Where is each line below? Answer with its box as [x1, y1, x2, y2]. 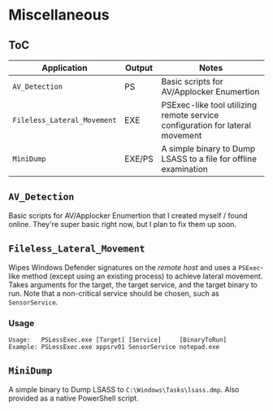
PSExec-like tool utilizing [161, 99, 258, 111]
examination [161, 164, 209, 174]
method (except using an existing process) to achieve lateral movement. [21, 271, 263, 281]
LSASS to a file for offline [161, 153, 258, 164]
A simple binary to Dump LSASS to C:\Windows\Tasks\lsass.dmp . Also [8, 384, 240, 394]
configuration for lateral [161, 120, 252, 131]
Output [124, 63, 153, 73]
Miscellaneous [8, 6, 110, 24]
